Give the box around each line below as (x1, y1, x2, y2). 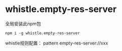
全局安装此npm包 (5, 20, 41, 26)
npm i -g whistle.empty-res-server (5, 30, 80, 35)
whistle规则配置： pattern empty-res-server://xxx (5, 40, 108, 46)
